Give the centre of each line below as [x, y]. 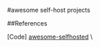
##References [27, 23]
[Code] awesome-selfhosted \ [50, 37]
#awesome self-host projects [49, 10]
